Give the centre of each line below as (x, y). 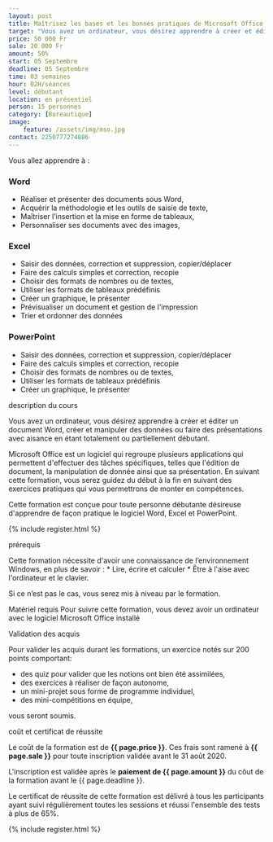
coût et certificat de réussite (56, 731)
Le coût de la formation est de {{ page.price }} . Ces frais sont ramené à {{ (133, 747)
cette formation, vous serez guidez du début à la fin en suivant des (120, 480)
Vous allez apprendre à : (49, 160)
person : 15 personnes (45, 107)
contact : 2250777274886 (49, 137)
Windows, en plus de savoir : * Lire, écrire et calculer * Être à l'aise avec (129, 569)
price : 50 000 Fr (38, 39)
